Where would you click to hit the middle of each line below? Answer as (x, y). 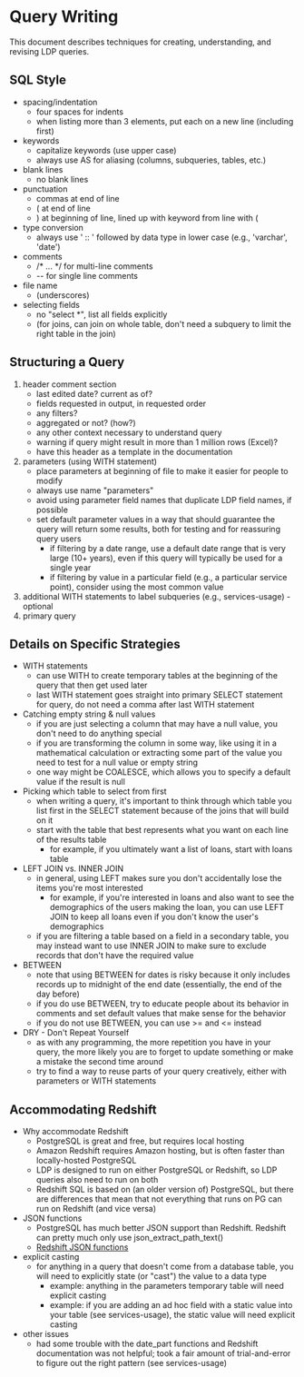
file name (40, 285)
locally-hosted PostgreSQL (86, 1161)
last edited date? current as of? (94, 393)
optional (38, 606)
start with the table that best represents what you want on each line (162, 830)
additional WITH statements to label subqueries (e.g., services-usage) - (157, 596)
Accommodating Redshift (83, 1110)
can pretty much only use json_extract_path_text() (130, 1238)
